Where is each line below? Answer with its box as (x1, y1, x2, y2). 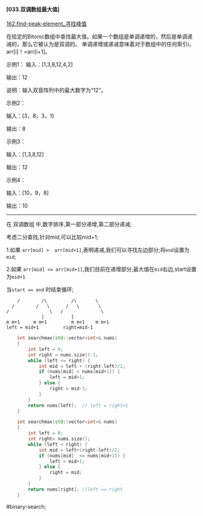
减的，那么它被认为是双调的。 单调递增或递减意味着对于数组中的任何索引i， (6, 40, 195, 48)
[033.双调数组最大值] (6, 5, 60, 13)
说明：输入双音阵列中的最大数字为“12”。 (6, 86, 107, 94)
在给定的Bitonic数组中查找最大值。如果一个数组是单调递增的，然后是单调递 (6, 33, 193, 40)
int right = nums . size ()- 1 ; (28, 352, 98, 358)
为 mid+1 (6, 273, 25, 280)
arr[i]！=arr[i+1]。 (6, 48, 51, 56)
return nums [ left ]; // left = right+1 (28, 402, 129, 408)
